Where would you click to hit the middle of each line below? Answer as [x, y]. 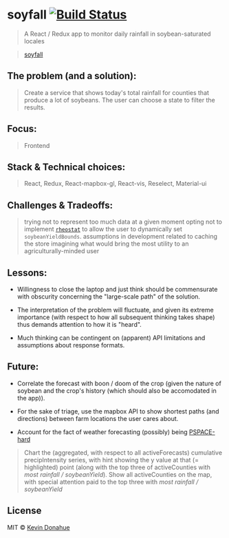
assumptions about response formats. [71, 345]
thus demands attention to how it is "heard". [79, 324]
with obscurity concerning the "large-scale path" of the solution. [109, 297]
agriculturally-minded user [62, 251]
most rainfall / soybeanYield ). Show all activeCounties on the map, [118, 474]
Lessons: [27, 273]
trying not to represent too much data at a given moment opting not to [123, 222]
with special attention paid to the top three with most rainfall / [111, 482]
